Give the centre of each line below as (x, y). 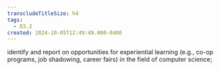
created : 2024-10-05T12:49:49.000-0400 (65, 33)
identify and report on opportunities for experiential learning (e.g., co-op (110, 52)
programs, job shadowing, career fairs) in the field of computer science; (110, 60)
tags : (15, 20)
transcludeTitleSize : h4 (43, 13)
